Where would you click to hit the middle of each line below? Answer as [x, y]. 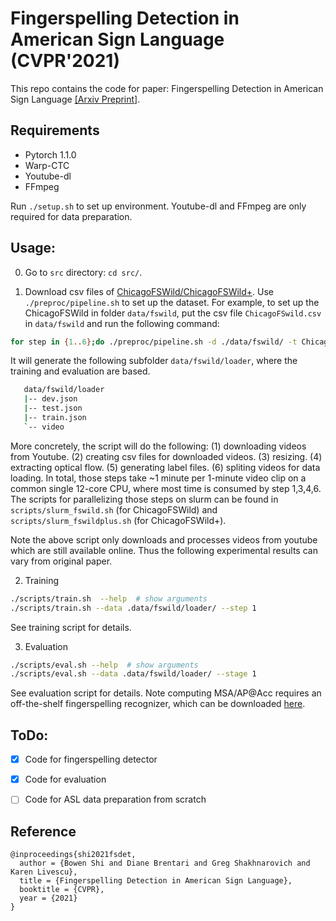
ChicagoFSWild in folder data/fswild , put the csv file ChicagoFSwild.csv [173, 313]
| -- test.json [53, 408]
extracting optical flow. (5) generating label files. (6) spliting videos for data [165, 467]
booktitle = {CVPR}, [62, 890]
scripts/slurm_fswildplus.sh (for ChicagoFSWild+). [118, 520]
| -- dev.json [50, 399]
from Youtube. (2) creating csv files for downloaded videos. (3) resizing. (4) [166, 456]
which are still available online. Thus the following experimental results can [164, 550]
